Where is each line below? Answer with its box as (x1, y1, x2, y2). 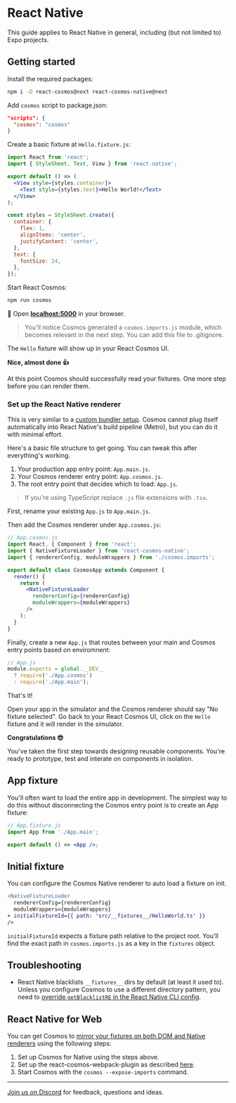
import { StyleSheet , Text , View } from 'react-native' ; (7, 160, 178, 168)
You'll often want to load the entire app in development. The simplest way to (7, 793, 228, 802)
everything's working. (7, 451, 70, 460)
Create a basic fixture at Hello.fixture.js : (7, 140, 131, 149)
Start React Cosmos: (7, 283, 67, 292)
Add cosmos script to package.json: (7, 100, 108, 110)
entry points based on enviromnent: (7, 645, 111, 654)
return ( (20, 579, 46, 587)
